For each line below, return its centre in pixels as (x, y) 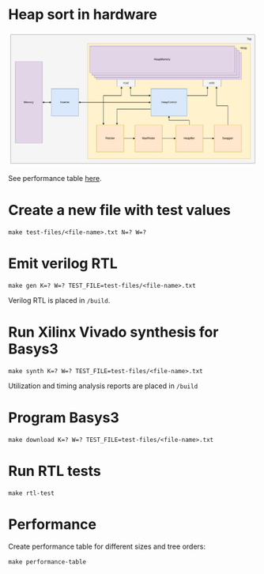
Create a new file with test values (119, 210)
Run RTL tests (55, 471)
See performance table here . (55, 179)
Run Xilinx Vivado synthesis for (113, 332)
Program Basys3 (64, 418)
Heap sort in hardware (83, 15)
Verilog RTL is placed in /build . (59, 300)
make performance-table (47, 562)
